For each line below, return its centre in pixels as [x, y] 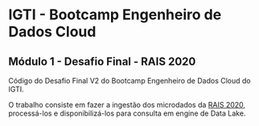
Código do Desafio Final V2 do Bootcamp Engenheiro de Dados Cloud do [129, 81]
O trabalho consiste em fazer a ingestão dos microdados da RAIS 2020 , [127, 105]
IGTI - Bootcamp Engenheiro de [115, 15]
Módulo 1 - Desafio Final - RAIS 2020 [102, 61]
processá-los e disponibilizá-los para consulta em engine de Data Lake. [127, 113]
